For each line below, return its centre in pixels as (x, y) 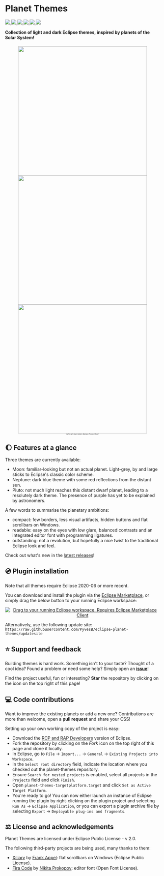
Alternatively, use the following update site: (49, 624)
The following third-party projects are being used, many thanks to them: (78, 848)
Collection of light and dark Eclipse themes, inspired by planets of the (78, 32)
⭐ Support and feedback (43, 649)
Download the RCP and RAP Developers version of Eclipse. (72, 738)
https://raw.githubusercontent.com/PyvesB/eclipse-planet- (67, 629)
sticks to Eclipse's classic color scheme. (53, 474)
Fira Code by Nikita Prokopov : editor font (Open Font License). (75, 868)
